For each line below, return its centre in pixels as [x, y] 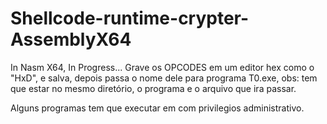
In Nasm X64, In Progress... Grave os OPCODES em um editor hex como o [162, 67]
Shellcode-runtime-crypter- [130, 18]
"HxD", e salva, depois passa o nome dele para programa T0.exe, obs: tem [164, 78]
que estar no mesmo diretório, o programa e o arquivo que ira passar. [153, 88]
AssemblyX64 [71, 39]
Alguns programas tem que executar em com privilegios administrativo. [157, 108]
